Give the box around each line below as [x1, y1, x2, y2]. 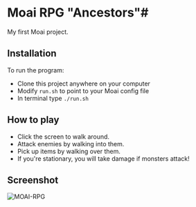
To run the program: [7, 66, 64, 74]
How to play [7, 114, 60, 126]
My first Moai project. [7, 28, 69, 36]
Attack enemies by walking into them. [17, 139, 125, 148]
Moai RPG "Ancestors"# [7, 5, 149, 21]
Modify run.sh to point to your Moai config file [17, 86, 150, 95]
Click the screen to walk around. [17, 132, 109, 141]
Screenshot [7, 174, 59, 186]
